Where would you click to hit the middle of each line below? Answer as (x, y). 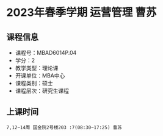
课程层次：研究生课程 (42, 91)
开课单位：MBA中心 (40, 76)
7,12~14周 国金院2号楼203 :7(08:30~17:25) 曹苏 (64, 127)
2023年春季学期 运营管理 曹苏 (81, 13)
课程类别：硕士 (34, 83)
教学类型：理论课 (37, 68)
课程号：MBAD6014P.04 (46, 53)
